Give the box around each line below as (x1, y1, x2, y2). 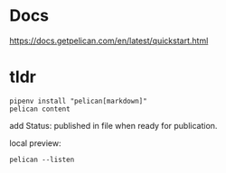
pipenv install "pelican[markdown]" (9, 96, 147, 105)
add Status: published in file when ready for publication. (9, 120, 218, 131)
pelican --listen (9, 155, 75, 164)
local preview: (9, 137, 61, 149)
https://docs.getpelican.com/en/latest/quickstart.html (9, 35, 209, 46)
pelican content (9, 105, 71, 114)
